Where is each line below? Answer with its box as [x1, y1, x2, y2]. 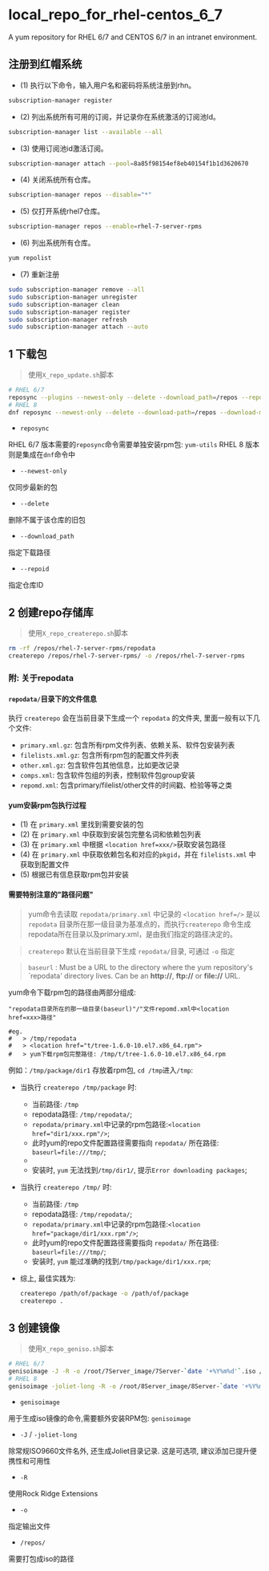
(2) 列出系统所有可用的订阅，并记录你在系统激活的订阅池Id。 [19, 112, 220, 121]
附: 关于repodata [8, 673, 74, 684]
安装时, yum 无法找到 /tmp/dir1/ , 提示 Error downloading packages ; [31, 1165, 247, 1174]
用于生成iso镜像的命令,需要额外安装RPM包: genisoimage [8, 1413, 191, 1422]
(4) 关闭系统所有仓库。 [19, 175, 95, 185]
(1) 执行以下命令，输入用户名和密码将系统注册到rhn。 [19, 80, 196, 90]
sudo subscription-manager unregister [8, 293, 138, 301]
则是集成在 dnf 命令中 [8, 450, 76, 459]
